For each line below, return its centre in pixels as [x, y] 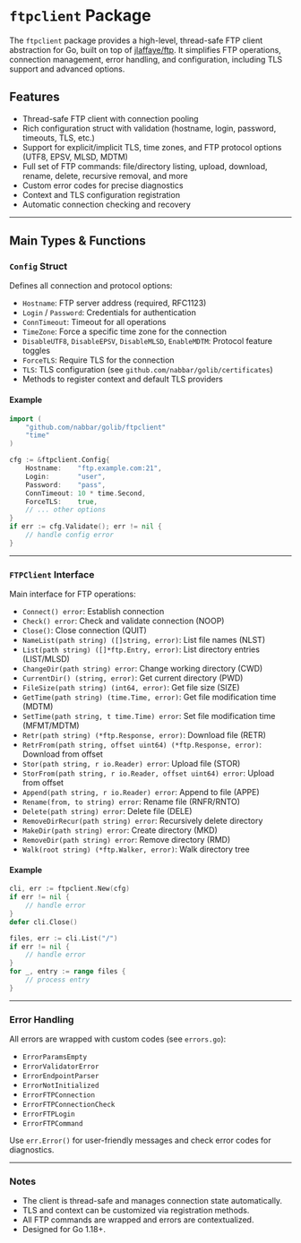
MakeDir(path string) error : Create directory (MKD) [120, 830]
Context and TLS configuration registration [101, 194]
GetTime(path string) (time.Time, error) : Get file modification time [149, 697]
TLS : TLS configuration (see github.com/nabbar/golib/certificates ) [147, 370]
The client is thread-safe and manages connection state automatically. [152, 1201]
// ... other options [65, 510]
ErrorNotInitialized [60, 1086]
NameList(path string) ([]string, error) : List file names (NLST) [144, 640]
